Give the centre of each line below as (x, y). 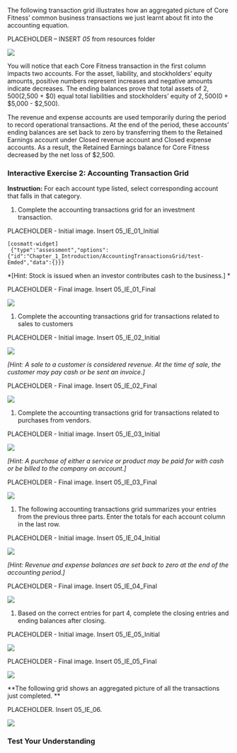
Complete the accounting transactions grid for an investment (106, 210)
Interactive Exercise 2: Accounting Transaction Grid (98, 173)
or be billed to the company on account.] (67, 469)
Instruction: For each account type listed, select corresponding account (113, 189)
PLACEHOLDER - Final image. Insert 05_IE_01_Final (81, 289)
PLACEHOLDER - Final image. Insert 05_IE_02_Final (82, 386)
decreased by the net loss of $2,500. (61, 155)
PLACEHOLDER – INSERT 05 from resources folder (81, 39)
